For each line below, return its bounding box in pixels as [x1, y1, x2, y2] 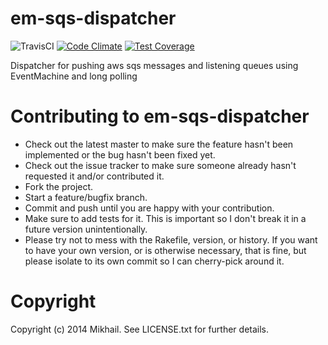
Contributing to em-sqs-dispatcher [10, 105, 310, 128]
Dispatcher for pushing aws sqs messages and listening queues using [10, 59, 299, 71]
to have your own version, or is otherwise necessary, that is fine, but [24, 244, 307, 256]
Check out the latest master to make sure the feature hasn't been [24, 138, 294, 150]
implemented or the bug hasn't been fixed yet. [24, 148, 216, 161]
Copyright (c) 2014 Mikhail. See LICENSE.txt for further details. [10, 323, 270, 335]
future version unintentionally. [24, 223, 148, 235]
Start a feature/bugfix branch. [24, 191, 148, 203]
